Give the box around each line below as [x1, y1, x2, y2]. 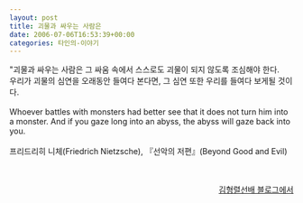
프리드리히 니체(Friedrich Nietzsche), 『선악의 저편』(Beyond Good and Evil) [9, 146, 288, 157]
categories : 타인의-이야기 [9, 38, 99, 48]
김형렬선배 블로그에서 [218, 184, 294, 195]
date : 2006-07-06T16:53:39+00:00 [9, 30, 135, 39]
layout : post [9, 13, 59, 23]
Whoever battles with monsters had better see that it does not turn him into [9, 106, 289, 117]
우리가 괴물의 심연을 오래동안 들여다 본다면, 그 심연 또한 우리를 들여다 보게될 [9, 76, 277, 87]
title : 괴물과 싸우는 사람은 [9, 22, 102, 31]
